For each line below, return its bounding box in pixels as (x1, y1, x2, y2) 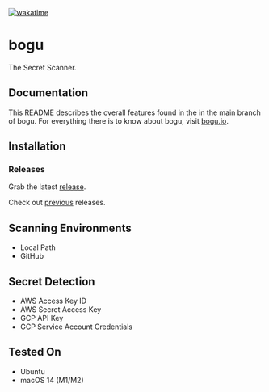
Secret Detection (8, 275, 95, 289)
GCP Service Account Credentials (19, 322, 133, 331)
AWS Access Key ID (19, 296, 87, 306)
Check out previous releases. (8, 198, 106, 208)
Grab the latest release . (8, 182, 86, 192)
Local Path (19, 242, 57, 252)
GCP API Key (19, 314, 64, 323)
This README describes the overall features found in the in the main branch (8, 107, 261, 117)
